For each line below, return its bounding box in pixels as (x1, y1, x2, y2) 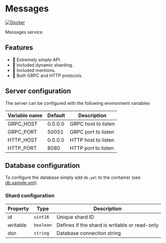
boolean (34, 222, 52, 228)
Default (47, 112, 65, 119)
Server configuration (5, 87, 71, 95)
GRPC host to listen (69, 120, 115, 127)
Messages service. (5, 29, 44, 35)
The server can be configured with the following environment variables (5, 100, 150, 106)
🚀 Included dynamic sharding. (12, 62, 73, 68)
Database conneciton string (56, 230, 121, 237)
